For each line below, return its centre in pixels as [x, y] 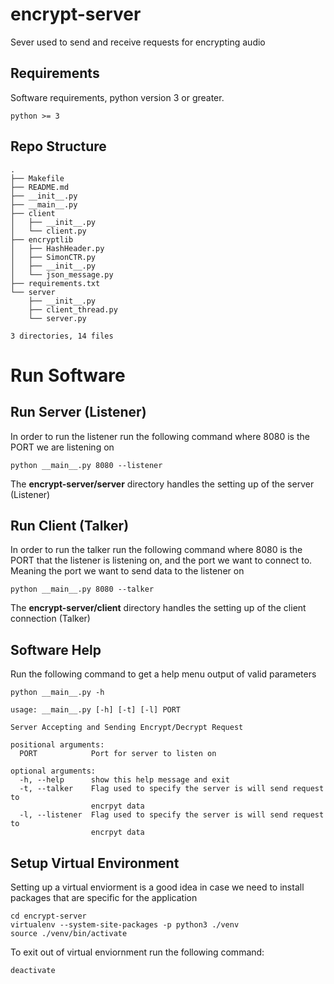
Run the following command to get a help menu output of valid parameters [163, 674]
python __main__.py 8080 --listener [86, 465]
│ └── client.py [48, 231]
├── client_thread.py [73, 309]
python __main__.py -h [57, 693]
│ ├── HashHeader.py [57, 248]
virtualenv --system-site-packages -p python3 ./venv [125, 925]
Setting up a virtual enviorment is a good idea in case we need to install [157, 887]
